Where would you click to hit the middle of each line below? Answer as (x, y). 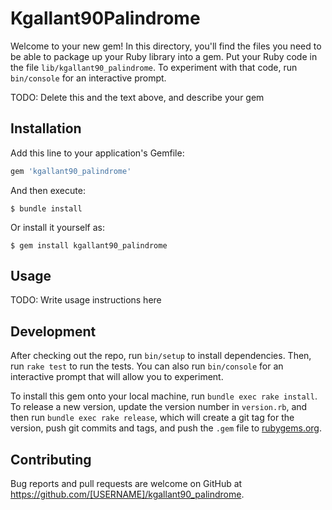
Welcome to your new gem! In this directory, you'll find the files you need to (166, 46)
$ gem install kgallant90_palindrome (89, 245)
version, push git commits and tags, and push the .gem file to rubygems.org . (166, 428)
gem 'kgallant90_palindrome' (71, 171)
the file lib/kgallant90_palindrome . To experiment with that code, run (154, 67)
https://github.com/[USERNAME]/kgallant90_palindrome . (127, 494)
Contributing (51, 459)
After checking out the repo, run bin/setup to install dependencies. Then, (161, 356)
